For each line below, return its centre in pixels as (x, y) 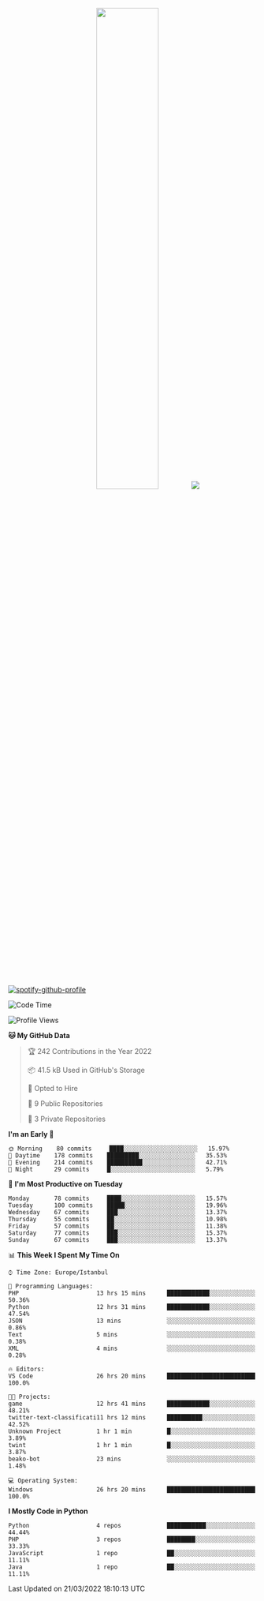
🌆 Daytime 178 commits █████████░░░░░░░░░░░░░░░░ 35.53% (117, 1156)
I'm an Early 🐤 (31, 1134)
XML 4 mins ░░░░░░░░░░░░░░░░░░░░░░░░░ (132, 1348)
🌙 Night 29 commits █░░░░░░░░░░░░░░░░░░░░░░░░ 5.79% (116, 1169)
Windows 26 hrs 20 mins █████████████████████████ (132, 1490)
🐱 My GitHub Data (39, 1035)
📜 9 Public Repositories (65, 1104)
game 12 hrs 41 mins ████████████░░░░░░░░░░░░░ (132, 1404)
